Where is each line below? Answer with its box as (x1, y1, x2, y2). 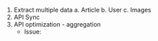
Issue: (23, 27, 41, 36)
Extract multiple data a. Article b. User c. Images (13, 6, 152, 14)
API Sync (13, 13, 40, 21)
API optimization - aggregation (13, 20, 101, 28)
